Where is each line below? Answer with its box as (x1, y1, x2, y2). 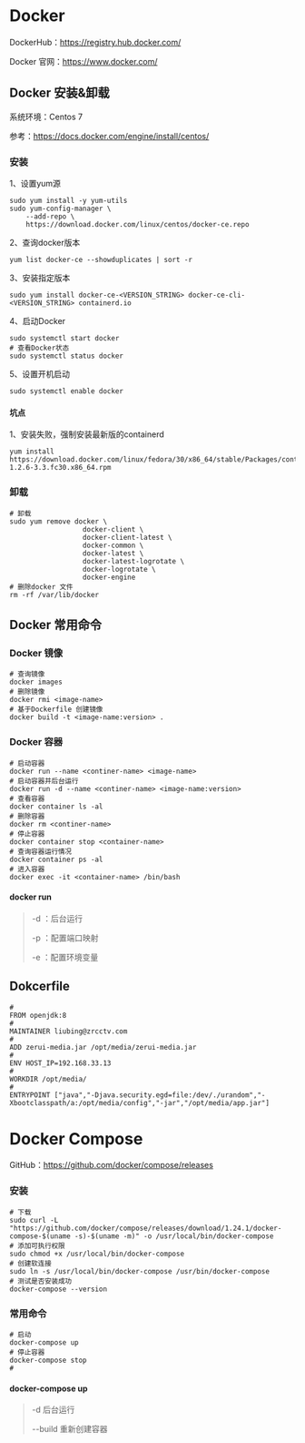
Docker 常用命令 (9, 616, 103, 633)
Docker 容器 (9, 736, 64, 748)
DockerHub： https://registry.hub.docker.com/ (9, 36, 182, 47)
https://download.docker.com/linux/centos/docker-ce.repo (25, 220, 250, 229)
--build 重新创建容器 (31, 1424, 108, 1435)
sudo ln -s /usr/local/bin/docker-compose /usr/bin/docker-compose (9, 1266, 271, 1275)
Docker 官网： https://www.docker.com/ (9, 56, 158, 66)
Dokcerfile (9, 979, 71, 994)
